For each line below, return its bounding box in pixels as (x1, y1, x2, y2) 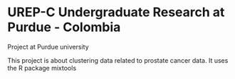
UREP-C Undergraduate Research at (7, 4, 225, 20)
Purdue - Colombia (7, 19, 121, 35)
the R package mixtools (7, 63, 77, 72)
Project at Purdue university (7, 42, 89, 51)
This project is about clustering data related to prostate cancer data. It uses (7, 56, 229, 64)
